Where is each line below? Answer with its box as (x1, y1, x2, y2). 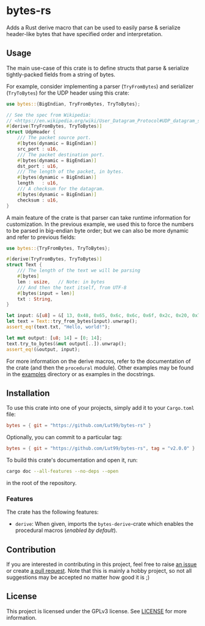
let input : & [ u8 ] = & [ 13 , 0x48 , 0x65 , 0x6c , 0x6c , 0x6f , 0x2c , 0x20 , (6, 313, 190, 319)
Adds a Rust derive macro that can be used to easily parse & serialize (6, 24, 181, 31)
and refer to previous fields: (6, 233, 76, 241)
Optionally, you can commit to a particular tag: (6, 434, 123, 441)
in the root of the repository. (6, 479, 77, 486)
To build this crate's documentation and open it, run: (6, 456, 138, 464)
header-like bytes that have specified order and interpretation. (6, 30, 163, 37)
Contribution (6, 544, 56, 555)
